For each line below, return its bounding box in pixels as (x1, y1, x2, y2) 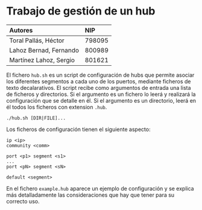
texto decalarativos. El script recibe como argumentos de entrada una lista (6, 84, 191, 91)
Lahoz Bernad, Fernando (9, 46, 80, 54)
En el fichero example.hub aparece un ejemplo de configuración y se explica (6, 185, 194, 192)
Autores (9, 26, 33, 34)
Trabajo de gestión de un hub (6, 4, 156, 18)
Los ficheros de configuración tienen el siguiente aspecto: (6, 126, 151, 133)
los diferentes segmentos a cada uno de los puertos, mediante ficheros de (6, 77, 191, 85)
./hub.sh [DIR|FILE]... (6, 115, 66, 121)
